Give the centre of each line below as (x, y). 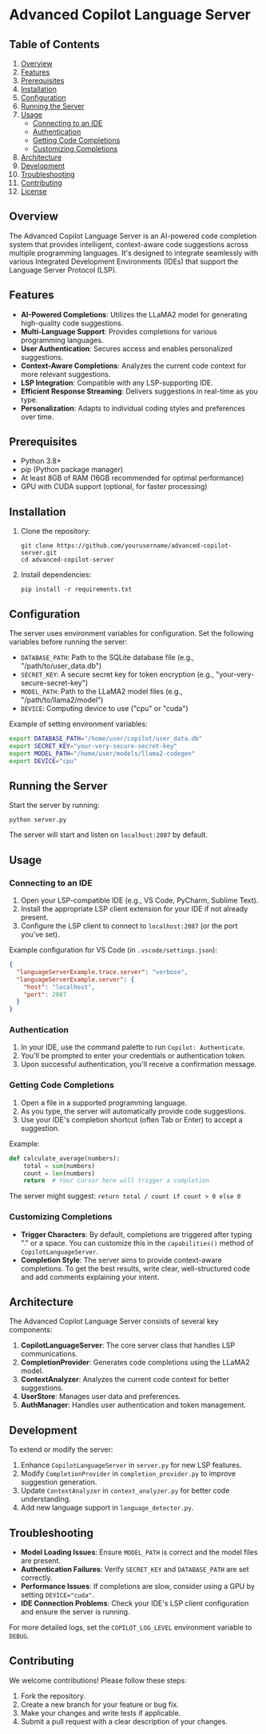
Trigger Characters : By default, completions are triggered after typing (136, 1234)
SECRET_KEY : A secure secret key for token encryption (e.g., (117, 674)
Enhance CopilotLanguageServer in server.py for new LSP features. (131, 1465)
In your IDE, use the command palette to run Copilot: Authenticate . (133, 1047)
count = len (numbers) (59, 1173)
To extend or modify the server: (61, 1449)
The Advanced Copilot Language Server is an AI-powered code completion (133, 236)
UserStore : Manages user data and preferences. (101, 1396)
